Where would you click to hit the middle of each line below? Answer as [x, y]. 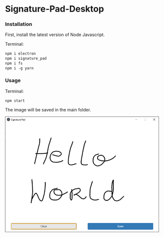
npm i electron [20, 54]
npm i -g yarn [20, 68]
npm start [15, 101]
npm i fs [14, 64]
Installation [19, 24]
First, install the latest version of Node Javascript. [55, 35]
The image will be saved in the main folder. [48, 109]
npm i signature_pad [26, 59]
